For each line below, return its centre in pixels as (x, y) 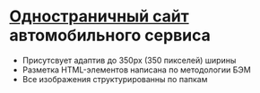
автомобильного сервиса (110, 35)
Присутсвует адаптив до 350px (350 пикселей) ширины (129, 60)
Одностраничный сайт (100, 17)
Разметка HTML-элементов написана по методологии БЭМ (136, 70)
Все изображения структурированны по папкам (115, 79)
